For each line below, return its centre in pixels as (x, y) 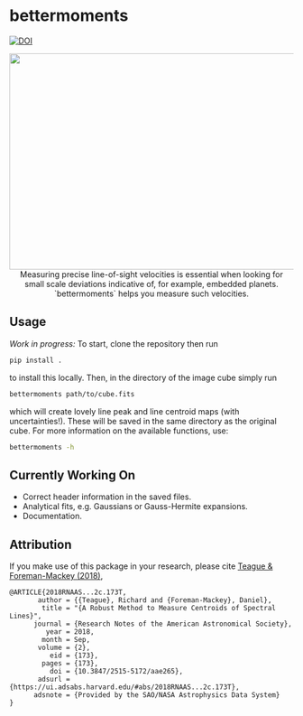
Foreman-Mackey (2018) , (56, 576)
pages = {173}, (70, 664)
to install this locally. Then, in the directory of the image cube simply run (143, 377)
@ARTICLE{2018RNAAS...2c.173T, (68, 592)
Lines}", (26, 616)
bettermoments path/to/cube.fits (72, 394)
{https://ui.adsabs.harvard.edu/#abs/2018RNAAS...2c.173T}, (125, 687)
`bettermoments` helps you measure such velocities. (151, 293)
